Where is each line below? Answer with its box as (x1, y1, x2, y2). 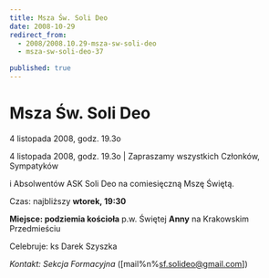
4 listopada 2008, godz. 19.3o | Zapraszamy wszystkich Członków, (9, 150, 260, 161)
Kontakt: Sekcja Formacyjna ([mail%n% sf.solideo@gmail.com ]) (9, 258, 248, 269)
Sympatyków (9, 160, 59, 171)
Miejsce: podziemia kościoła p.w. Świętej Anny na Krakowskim (9, 213, 249, 224)
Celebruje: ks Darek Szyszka (9, 241, 118, 252)
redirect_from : (9, 30, 67, 39)
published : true (9, 64, 71, 73)
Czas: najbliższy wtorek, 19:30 (9, 195, 127, 206)
